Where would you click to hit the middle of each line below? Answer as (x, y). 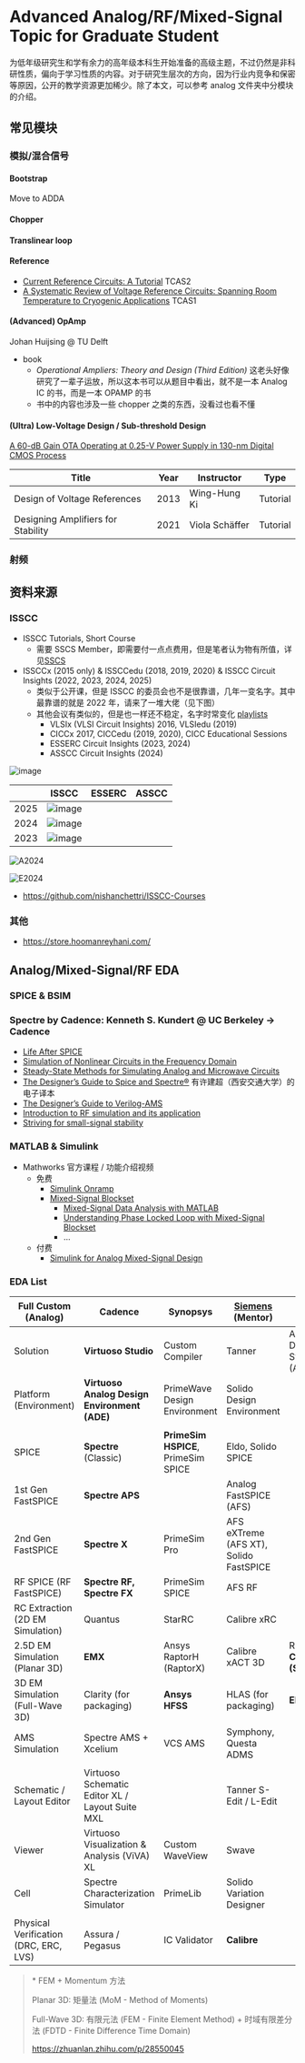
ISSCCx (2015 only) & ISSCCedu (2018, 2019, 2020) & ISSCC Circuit (149, 670)
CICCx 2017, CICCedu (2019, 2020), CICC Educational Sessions (168, 733)
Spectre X (106, 1545)
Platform (32, 1394)
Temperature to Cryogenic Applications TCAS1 (109, 300)
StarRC (178, 1619)
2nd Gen (33, 1539)
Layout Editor (42, 1801)
